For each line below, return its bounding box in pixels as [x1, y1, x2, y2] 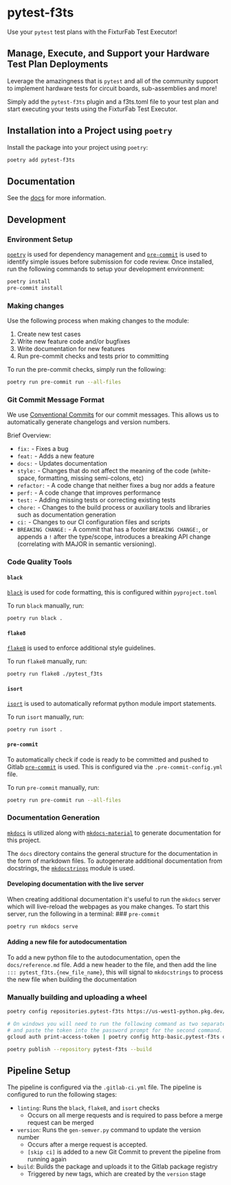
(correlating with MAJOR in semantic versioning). [16, 540, 157, 548]
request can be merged [27, 1119, 94, 1127]
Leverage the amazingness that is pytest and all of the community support [7, 77, 219, 85]
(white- [190, 467, 211, 475]
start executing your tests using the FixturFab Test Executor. [7, 105, 178, 113]
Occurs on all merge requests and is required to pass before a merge [27, 1111, 223, 1119]
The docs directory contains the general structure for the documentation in [7, 849, 218, 857]
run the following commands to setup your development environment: [7, 264, 205, 273]
